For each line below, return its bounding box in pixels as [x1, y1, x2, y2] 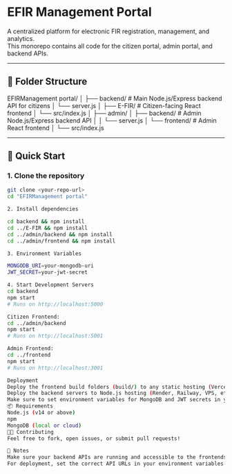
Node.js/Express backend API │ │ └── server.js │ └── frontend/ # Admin [7, 116, 217, 125]
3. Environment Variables [7, 250, 81, 257]
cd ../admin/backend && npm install [7, 231, 113, 238]
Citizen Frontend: [7, 313, 60, 320]
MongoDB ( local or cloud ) [7, 422, 81, 429]
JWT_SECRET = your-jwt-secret [7, 269, 88, 276]
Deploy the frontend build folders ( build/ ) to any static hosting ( [7, 383, 212, 390]
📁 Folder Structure [7, 76, 88, 87]
